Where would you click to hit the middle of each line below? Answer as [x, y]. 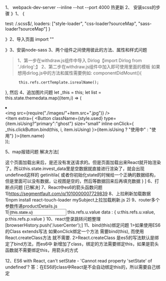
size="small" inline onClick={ [104, 123]
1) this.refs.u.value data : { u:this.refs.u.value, [80, 212]
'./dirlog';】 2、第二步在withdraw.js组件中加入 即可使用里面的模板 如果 [89, 67]
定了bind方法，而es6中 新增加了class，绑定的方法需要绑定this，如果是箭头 [82, 244]
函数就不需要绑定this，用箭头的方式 [42, 250]
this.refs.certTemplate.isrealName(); [59, 82]
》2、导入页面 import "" [30, 39]
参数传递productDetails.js [31, 206]
